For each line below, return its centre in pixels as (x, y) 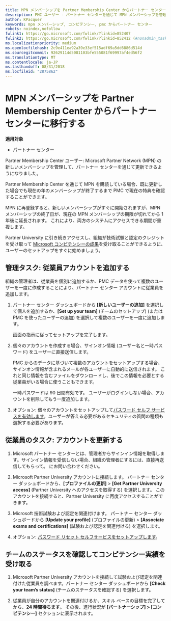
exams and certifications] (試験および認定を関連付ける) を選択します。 (88, 526)
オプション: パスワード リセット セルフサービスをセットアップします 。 (86, 537)
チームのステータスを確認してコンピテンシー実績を (85, 554)
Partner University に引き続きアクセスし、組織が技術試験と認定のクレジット (85, 237)
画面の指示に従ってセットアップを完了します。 (61, 335)
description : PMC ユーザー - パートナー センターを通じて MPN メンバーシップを (82, 15)
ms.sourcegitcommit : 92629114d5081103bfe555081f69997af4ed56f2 (74, 52)
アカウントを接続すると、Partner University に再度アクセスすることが (85, 496)
